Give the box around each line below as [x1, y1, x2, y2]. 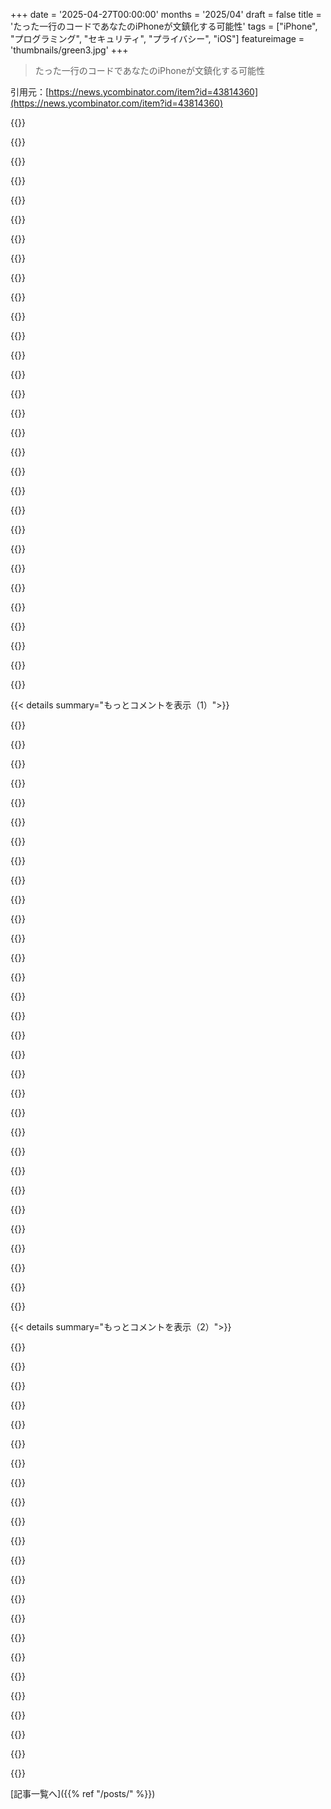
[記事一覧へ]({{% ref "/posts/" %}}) [10, 1788, 156, 1799]
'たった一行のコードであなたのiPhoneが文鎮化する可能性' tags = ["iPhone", [10, 20, 318, 32]
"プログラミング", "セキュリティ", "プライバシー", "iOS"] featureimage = [10, 33, 305, 44]
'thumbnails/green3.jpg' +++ [10, 44, 129, 56]
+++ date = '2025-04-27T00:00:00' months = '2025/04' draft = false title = [10, 9, 322, 20]
